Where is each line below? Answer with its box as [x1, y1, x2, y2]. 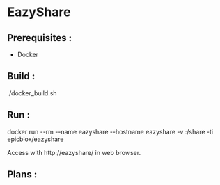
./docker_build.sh [7, 88, 57, 97]
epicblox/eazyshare [7, 135, 64, 143]
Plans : [7, 168, 38, 181]
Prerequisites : [7, 32, 72, 44]
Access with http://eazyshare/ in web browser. [7, 148, 141, 156]
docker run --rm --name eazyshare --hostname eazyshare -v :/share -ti [7, 127, 214, 136]
